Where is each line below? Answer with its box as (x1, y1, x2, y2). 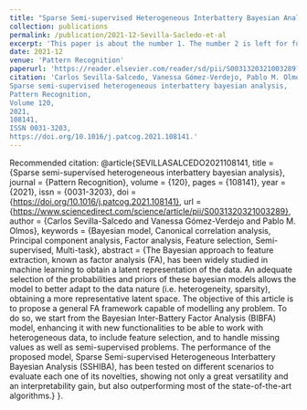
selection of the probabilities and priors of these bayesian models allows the (9, 273, 297, 284)
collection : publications (9, 22, 108, 31)
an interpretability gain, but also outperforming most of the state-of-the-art (9, 380, 292, 391)
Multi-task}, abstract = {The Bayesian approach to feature (56, 244, 274, 256)
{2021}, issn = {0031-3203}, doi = (9, 186, 137, 197)
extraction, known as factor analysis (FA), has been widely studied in (9, 254, 269, 265)
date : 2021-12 (9, 47, 64, 57)
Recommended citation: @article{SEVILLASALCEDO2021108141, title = (9, 157, 274, 168)
